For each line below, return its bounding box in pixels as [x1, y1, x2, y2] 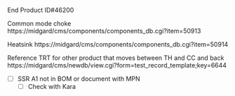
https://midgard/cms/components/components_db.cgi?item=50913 [7, 27, 201, 35]
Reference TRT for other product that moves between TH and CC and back [7, 54, 224, 62]
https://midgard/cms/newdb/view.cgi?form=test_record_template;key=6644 [7, 61, 227, 69]
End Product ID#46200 [7, 6, 74, 14]
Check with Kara [27, 83, 76, 91]
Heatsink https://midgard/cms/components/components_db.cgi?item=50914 [7, 40, 229, 48]
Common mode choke [7, 19, 72, 27]
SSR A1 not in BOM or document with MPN [17, 74, 140, 83]
